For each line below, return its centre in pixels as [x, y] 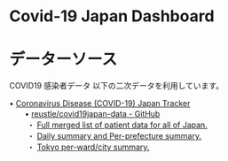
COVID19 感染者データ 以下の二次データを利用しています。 [117, 86]
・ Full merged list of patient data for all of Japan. [117, 125]
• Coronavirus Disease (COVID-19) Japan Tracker [100, 103]
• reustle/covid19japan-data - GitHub [92, 114]
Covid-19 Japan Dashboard [112, 16]
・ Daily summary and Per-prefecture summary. [114, 136]
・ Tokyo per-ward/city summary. [88, 147]
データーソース [63, 60]
